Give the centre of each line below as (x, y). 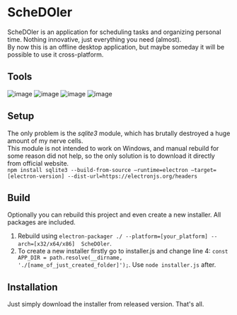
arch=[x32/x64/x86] (46, 244)
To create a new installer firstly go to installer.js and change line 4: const (123, 251)
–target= (204, 170)
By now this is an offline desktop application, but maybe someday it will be (116, 47)
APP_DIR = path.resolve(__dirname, (70, 258)
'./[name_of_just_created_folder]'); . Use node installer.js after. (117, 265)
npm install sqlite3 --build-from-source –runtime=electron (98, 170)
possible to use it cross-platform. (56, 55)
